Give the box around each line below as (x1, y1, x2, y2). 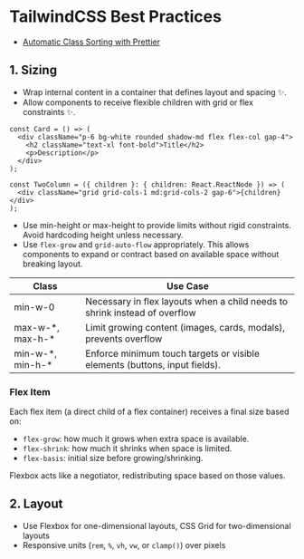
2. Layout (9, 496, 63, 512)
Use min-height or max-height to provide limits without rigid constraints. (22, 219, 292, 230)
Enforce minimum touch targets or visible (85, 347, 261, 360)
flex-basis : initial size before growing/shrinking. (22, 453, 204, 464)
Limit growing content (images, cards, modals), (85, 321, 286, 333)
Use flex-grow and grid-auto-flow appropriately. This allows (22, 238, 250, 250)
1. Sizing (9, 63, 57, 78)
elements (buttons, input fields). (85, 358, 222, 371)
